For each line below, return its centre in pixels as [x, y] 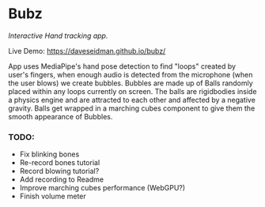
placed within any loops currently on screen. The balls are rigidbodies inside [132, 91]
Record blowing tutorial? [59, 171]
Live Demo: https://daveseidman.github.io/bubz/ [87, 51]
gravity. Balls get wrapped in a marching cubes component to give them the [132, 108]
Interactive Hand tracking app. [58, 36]
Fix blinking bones [49, 154]
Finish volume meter [53, 196]
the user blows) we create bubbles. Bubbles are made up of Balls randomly [131, 83]
